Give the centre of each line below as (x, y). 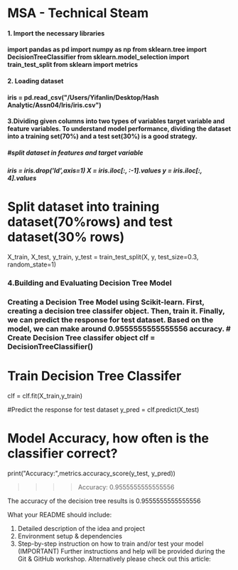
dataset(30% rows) (66, 237)
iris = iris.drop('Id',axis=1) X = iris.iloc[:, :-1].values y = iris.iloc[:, (105, 171)
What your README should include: (60, 514)
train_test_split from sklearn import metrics (73, 65)
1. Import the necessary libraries (56, 33)
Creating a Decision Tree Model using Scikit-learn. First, (106, 302)
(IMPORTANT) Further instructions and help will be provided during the (121, 551)
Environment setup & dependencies (70, 536)
